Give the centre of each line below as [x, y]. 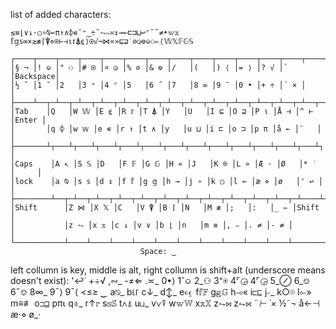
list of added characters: [61, 14]
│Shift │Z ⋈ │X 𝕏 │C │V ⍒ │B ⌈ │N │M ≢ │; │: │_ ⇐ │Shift [165, 208]
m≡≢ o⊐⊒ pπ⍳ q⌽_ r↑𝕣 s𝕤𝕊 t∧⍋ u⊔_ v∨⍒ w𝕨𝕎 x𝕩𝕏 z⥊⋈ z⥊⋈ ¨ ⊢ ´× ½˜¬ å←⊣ [165, 303]
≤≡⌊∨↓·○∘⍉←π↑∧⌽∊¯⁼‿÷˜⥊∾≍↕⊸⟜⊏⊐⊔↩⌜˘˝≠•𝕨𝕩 [95, 33]
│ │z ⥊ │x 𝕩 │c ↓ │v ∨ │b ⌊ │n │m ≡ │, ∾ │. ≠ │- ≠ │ [152, 225]
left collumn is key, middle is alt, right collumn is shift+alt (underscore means [168, 270]
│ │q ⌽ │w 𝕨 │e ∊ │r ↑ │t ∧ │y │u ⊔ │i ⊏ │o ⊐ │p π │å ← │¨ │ [166, 129]
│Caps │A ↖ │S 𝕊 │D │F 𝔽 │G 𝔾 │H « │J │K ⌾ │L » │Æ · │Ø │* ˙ [164, 164]
